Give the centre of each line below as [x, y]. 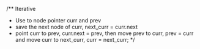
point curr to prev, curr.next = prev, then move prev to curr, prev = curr [104, 33]
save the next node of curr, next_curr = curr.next [76, 27]
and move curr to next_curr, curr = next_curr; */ [75, 40]
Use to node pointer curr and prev [58, 20]
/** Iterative [21, 9]
